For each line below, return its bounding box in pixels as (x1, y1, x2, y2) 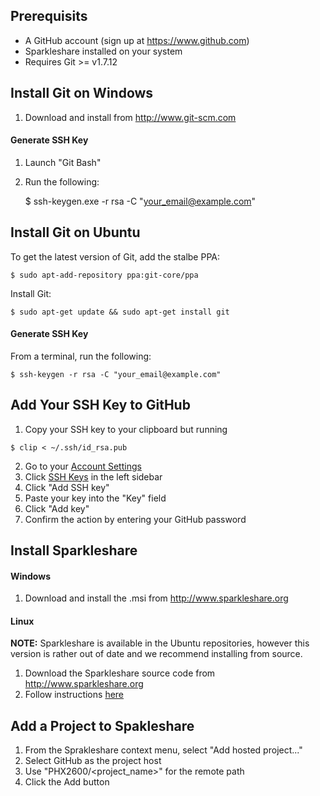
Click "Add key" (24, 502, 90, 514)
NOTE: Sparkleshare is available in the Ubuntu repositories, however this (10, 637, 310, 649)
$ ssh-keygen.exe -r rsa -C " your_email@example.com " (24, 195, 257, 207)
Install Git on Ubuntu (10, 224, 141, 241)
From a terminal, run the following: (10, 350, 152, 362)
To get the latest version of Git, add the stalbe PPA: (10, 250, 220, 263)
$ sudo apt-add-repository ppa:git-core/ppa (10, 270, 199, 280)
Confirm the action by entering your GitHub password (24, 513, 247, 525)
